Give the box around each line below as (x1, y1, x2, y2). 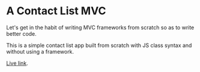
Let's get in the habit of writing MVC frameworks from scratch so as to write (6, 24, 195, 31)
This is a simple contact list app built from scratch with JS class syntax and (6, 42, 192, 49)
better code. (6, 30, 37, 37)
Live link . (6, 60, 28, 67)
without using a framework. (6, 48, 74, 55)
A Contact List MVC (6, 4, 106, 18)
